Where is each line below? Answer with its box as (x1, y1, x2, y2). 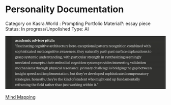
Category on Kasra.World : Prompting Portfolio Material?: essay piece (5, 20, 151, 27)
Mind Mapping (5, 94, 36, 100)
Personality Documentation (5, 4, 124, 15)
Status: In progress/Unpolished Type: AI (5, 25, 89, 32)
